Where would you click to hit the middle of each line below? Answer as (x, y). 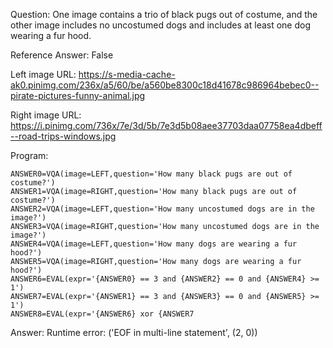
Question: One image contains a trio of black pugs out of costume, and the (164, 14)
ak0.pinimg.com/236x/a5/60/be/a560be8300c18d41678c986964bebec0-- (165, 85)
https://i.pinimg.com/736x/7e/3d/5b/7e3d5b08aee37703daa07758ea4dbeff (166, 125)
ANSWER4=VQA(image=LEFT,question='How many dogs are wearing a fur (154, 244)
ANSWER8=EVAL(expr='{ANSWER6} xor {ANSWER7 (102, 314)
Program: (29, 155)
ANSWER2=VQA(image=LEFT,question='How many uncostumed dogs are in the (162, 209)
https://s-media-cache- (127, 74)
